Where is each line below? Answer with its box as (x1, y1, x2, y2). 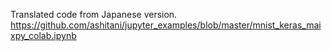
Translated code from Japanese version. (10, 9, 178, 20)
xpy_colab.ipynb (10, 30, 77, 41)
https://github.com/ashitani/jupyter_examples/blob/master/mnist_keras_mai (10, 19, 322, 31)
